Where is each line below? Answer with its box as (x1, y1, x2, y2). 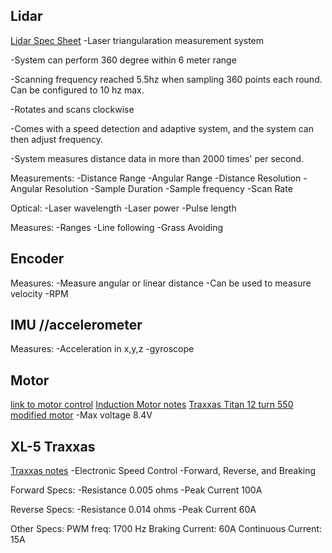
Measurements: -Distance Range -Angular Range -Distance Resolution (10, 172, 302, 184)
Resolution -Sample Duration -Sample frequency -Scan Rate (44, 182, 293, 194)
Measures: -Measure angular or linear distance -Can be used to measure (10, 277, 312, 289)
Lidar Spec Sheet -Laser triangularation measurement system (10, 34, 265, 46)
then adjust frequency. (10, 133, 103, 145)
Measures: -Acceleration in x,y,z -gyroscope (10, 343, 195, 355)
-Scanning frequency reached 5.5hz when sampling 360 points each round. (10, 73, 323, 85)
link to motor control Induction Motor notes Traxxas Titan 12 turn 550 (10, 399, 294, 411)
